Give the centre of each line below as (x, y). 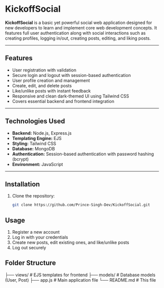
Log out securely (29, 248)
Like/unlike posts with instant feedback (51, 91)
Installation (22, 184)
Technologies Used (35, 121)
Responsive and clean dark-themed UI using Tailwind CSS (71, 96)
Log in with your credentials (40, 237)
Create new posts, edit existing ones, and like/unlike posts (71, 242)
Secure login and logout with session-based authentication (71, 75)
